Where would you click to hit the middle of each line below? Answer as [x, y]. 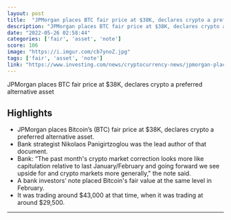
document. [32, 151]
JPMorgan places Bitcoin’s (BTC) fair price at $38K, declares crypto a [115, 130]
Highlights [30, 113]
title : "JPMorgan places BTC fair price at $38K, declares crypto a [109, 20]
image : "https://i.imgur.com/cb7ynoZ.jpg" [69, 52]
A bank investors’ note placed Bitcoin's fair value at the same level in [114, 181]
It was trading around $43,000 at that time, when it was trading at [110, 195]
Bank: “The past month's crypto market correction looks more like [110, 159]
